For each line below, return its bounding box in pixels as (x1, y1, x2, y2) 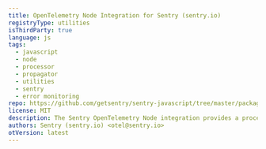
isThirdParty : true (8, 26, 73, 34)
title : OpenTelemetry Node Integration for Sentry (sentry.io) (8, 11, 222, 20)
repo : (8, 99, 26, 107)
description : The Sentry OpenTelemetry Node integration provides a (8, 114, 239, 122)
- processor (15, 63, 55, 71)
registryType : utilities (8, 19, 90, 27)
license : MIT (8, 107, 51, 115)
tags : (8, 41, 26, 49)
